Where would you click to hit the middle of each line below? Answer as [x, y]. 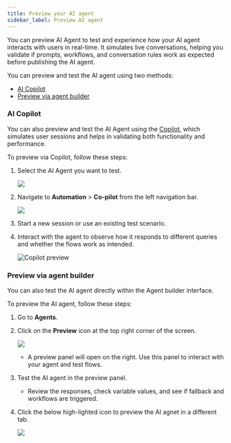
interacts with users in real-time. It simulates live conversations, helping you [115, 47]
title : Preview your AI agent [51, 13]
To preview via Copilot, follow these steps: [67, 157]
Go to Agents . [37, 317]
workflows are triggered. [63, 399]
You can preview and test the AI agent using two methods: [91, 75]
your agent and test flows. [65, 365]
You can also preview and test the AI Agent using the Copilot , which [104, 129]
